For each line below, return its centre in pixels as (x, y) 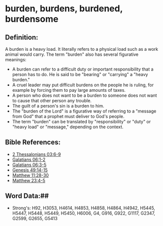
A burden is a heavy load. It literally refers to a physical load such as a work (82, 49)
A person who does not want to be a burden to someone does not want (84, 95)
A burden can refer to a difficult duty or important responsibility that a (83, 69)
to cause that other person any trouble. (52, 101)
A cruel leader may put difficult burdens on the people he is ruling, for (83, 85)
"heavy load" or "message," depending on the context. (68, 127)
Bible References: (33, 142)
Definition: (22, 37)
